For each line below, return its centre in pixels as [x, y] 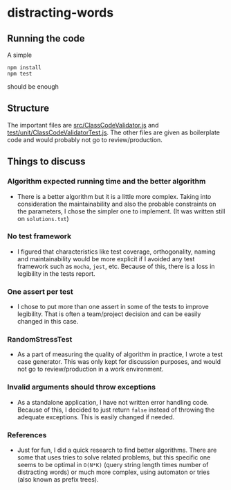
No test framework [39, 236]
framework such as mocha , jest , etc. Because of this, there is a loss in [116, 266]
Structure [28, 108]
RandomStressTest [40, 340]
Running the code [46, 38]
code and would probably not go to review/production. [85, 139]
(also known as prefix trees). [58, 479]
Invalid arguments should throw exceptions [82, 387]
